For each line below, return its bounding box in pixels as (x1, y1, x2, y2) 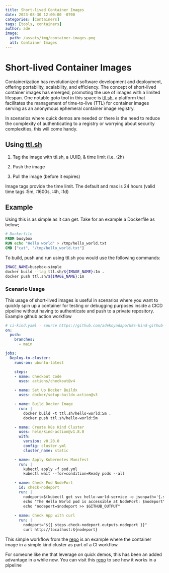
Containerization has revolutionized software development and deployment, (5, 79, 162, 85)
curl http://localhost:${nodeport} (23, 527, 98, 532)
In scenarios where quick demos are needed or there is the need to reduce (5, 115, 160, 121)
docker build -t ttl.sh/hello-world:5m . (23, 411, 112, 416)
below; (5, 222, 19, 228)
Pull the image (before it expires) (12, 173, 80, 179)
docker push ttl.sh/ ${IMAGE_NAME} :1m (5, 274, 84, 279)
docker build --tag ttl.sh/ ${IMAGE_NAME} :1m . (5, 269, 105, 274)
